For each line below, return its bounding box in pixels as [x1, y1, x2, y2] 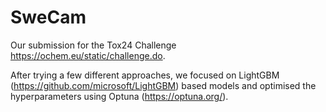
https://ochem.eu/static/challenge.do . [10, 49, 166, 61]
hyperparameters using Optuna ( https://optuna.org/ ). [10, 90, 229, 102]
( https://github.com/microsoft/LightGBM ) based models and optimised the [10, 79, 317, 91]
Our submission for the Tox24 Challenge [10, 39, 177, 51]
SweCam [10, 6, 87, 29]
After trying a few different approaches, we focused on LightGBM [10, 69, 280, 81]
